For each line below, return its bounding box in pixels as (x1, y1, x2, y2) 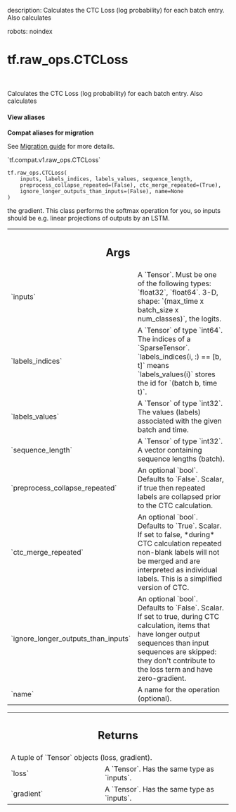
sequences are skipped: (137, 646, 217, 656)
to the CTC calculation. (137, 500, 213, 510)
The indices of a (137, 334, 191, 344)
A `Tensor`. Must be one (137, 269, 217, 279)
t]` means (137, 360, 170, 370)
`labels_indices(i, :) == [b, (137, 352, 221, 362)
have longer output (137, 629, 200, 639)
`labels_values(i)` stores (137, 369, 216, 379)
